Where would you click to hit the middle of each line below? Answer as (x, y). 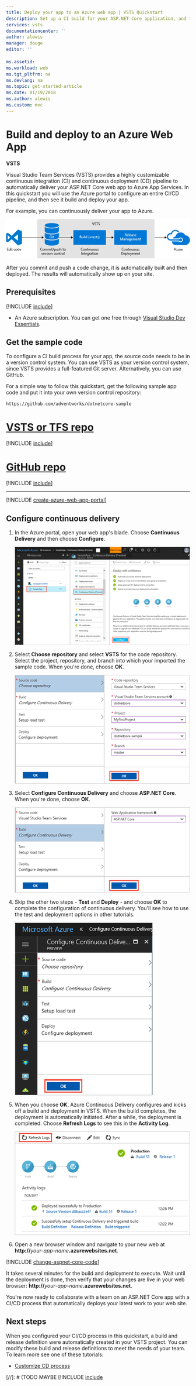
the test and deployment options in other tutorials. (75, 914)
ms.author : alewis (28, 99)
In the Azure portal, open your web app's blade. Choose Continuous (97, 533)
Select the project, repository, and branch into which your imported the (100, 661)
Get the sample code (44, 342)
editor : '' (19, 50)
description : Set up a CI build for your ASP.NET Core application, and (96, 18)
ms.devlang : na (24, 80)
